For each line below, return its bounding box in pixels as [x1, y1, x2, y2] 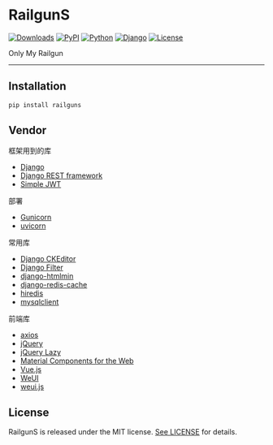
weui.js [19, 382, 45, 391]
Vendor [8, 123, 47, 137]
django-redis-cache [19, 280, 88, 290]
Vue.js [19, 365, 42, 374]
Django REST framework [19, 171, 103, 180]
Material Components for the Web [19, 356, 134, 366]
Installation [8, 80, 67, 93]
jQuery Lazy [19, 348, 62, 357]
